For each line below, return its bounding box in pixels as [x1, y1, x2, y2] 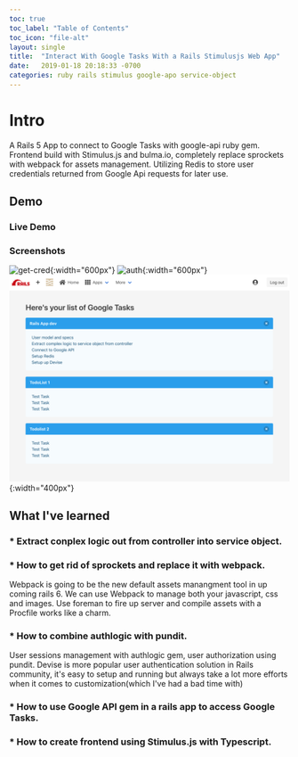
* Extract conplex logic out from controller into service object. [9, 535, 283, 547]
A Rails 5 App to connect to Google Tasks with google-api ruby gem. [9, 139, 261, 151]
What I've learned [9, 508, 110, 523]
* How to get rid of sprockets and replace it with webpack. [9, 558, 265, 571]
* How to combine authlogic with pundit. [9, 629, 188, 642]
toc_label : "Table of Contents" [9, 23, 129, 33]
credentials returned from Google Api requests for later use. [9, 168, 229, 178]
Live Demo [9, 221, 56, 234]
